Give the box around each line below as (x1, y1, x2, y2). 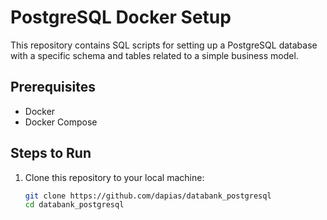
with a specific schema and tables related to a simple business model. (10, 49, 299, 61)
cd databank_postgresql (24, 200, 125, 210)
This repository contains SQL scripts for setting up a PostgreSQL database (10, 39, 318, 51)
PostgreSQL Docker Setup (10, 6, 232, 29)
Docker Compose (24, 116, 98, 128)
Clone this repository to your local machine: (24, 171, 205, 183)
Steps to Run (10, 145, 92, 162)
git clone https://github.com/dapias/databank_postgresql (24, 191, 272, 201)
